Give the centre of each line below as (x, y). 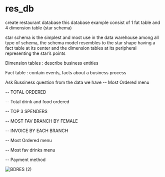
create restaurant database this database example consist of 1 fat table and (83, 22)
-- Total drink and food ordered (37, 101)
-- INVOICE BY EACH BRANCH (37, 131)
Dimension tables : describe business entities (52, 63)
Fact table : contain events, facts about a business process (66, 72)
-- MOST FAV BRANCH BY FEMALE (42, 121)
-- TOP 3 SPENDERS (26, 111)
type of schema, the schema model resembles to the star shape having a (80, 42)
